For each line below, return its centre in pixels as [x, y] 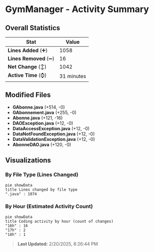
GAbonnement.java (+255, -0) [45, 112]
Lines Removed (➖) [31, 59]
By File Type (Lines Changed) [42, 175]
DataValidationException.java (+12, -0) [54, 139]
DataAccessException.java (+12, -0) [51, 128]
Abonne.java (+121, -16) [37, 118]
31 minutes [73, 76]
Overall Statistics [33, 28]
